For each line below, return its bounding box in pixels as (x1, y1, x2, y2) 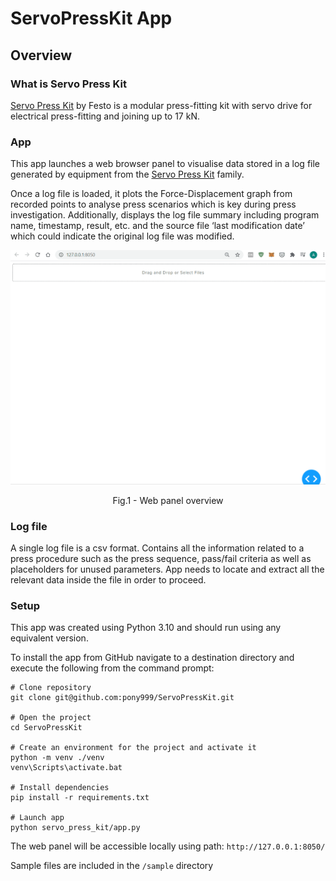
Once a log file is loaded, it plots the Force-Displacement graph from (10, 188, 293, 200)
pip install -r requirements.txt (10, 793, 150, 803)
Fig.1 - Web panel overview (112, 494, 224, 506)
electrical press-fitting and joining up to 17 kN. (10, 110, 200, 122)
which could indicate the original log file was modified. (10, 230, 235, 242)
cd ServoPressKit (10, 723, 83, 733)
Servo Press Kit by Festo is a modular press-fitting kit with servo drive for (10, 99, 313, 111)
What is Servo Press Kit (10, 77, 127, 91)
